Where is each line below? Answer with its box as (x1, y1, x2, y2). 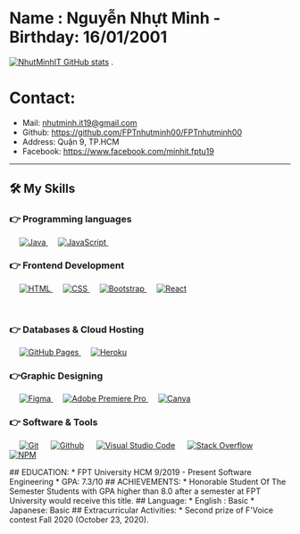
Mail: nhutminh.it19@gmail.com (21, 117, 137, 128)
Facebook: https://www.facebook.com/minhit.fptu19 (21, 146, 214, 156)
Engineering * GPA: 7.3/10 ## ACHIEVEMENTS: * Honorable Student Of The (9, 476, 287, 487)
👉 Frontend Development (9, 259, 125, 271)
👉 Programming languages (9, 213, 132, 226)
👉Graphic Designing (9, 370, 104, 382)
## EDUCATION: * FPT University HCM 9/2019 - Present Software (9, 466, 252, 477)
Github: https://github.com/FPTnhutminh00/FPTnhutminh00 (21, 127, 243, 138)
